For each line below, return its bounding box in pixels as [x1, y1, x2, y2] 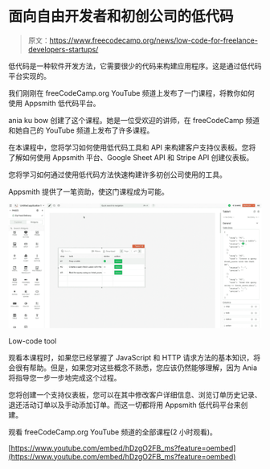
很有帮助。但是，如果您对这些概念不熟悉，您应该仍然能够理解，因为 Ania [14, 363, 258, 372]
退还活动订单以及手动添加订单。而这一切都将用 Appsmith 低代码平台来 [8, 400, 241, 409]
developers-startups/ [27, 44, 99, 54]
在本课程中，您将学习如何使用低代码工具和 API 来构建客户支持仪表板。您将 [8, 142, 256, 152]
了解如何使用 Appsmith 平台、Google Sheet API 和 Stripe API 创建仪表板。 [8, 152, 254, 162]
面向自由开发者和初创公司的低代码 [8, 7, 235, 26]
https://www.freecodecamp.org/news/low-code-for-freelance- [49, 35, 259, 45]
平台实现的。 [8, 71, 51, 80]
